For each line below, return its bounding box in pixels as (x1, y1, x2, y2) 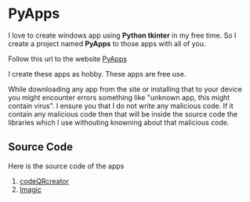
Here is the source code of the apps (8, 161, 125, 171)
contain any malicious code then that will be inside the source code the (8, 109, 237, 118)
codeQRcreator (19, 176, 69, 186)
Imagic (19, 185, 42, 194)
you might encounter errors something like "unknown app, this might (8, 92, 230, 102)
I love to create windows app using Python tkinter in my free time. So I (8, 31, 237, 40)
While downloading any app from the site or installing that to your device (8, 84, 243, 94)
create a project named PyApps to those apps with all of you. (8, 38, 206, 48)
